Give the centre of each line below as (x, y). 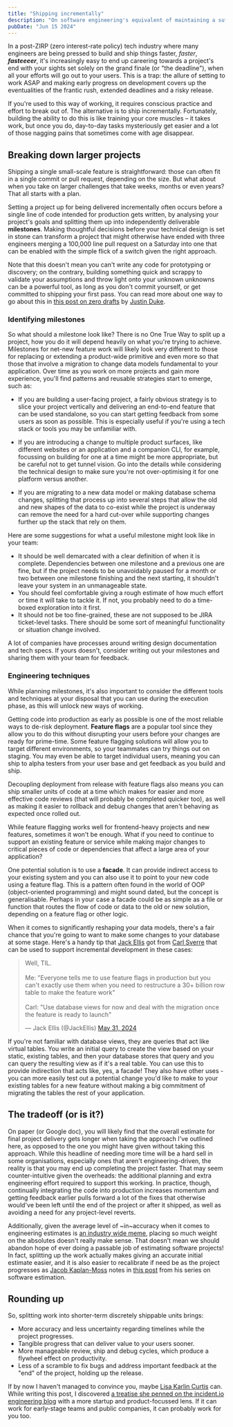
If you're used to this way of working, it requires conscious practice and (110, 104)
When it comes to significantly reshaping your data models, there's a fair (111, 927)
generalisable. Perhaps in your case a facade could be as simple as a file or (115, 899)
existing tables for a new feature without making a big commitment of (107, 1085)
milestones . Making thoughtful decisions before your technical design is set (116, 229)
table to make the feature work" (70, 992)
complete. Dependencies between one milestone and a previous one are (121, 564)
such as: (20, 386)
